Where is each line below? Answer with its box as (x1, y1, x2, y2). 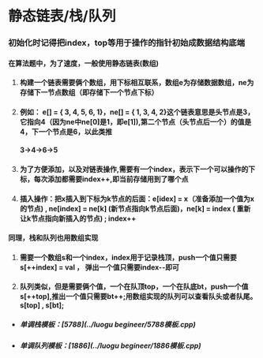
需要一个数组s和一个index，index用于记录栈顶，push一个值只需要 (19, 252, 237, 262)
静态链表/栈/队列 (8, 7, 116, 25)
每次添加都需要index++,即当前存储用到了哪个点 (33, 174, 189, 184)
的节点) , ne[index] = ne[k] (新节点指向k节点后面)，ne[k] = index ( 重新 (19, 203, 251, 213)
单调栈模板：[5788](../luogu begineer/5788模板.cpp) (19, 320, 196, 330)
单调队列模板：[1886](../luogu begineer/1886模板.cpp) (19, 341, 201, 351)
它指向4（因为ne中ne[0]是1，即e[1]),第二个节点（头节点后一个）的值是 (19, 117, 252, 126)
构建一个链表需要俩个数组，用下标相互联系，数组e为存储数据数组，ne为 (19, 78, 254, 88)
